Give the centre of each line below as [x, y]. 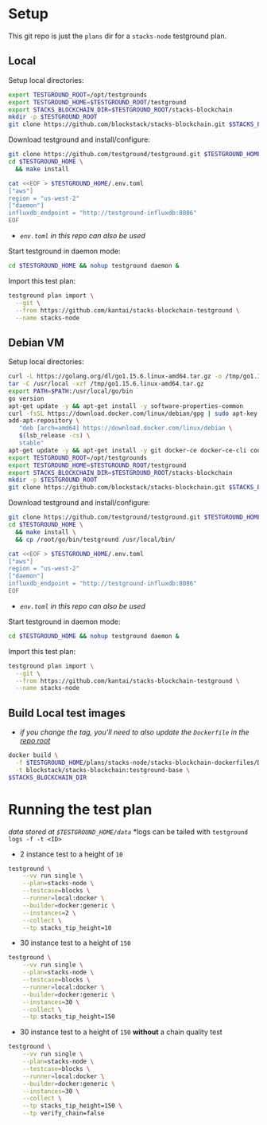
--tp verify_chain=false [64, 1113]
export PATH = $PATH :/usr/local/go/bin [71, 391]
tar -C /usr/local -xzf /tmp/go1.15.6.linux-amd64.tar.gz [106, 384]
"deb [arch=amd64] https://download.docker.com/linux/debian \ [126, 428]
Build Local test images [67, 713]
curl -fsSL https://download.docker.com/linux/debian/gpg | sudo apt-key [133, 414]
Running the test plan [80, 809]
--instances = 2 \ [50, 913]
